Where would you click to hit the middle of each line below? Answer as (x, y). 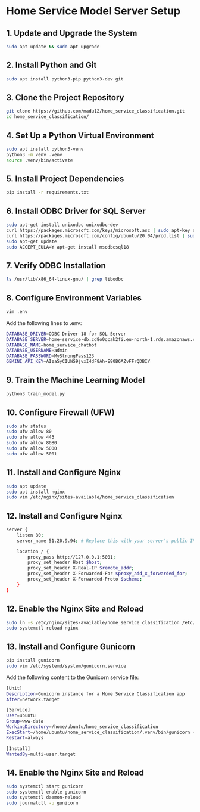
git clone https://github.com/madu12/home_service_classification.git (96, 111)
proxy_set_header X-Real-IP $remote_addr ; (81, 568)
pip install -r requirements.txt (48, 193)
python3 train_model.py (36, 394)
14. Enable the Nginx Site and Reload (75, 772)
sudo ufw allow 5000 (32, 448)
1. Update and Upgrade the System (72, 33)
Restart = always (25, 737)
